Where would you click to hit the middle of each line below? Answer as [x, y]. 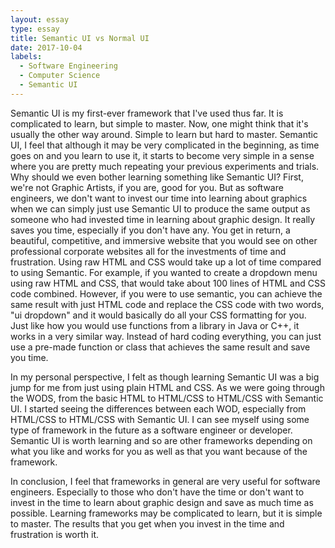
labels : [26, 57]
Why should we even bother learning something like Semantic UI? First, [157, 177]
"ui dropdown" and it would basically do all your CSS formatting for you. [158, 315]
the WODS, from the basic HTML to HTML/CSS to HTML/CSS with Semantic [167, 398]
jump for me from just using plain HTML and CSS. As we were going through [167, 387]
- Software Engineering [68, 66]
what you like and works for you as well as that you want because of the [159, 451]
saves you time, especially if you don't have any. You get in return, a [150, 230]
